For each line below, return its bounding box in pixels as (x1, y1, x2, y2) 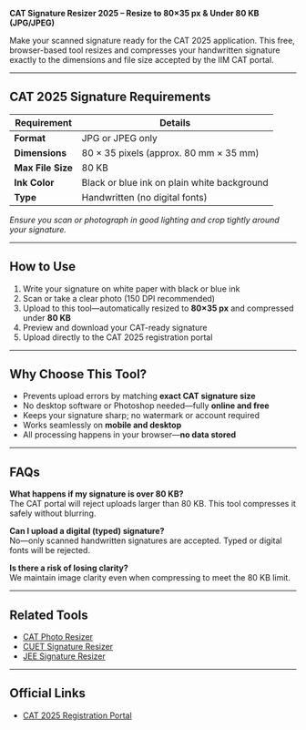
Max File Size (14, 161, 73, 174)
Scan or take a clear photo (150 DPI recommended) (22, 293, 216, 303)
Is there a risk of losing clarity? (9, 562, 129, 573)
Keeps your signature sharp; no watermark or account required (22, 410, 260, 421)
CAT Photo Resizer (22, 632, 94, 643)
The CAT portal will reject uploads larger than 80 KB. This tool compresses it (9, 499, 296, 509)
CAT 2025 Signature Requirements (9, 89, 211, 105)
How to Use (9, 259, 76, 274)
